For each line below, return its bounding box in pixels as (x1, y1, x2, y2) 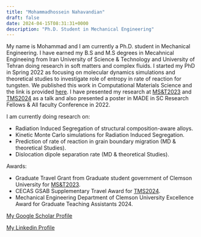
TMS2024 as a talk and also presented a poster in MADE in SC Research (6, 95, 189, 102)
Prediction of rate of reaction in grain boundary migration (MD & (15, 138, 176, 145)
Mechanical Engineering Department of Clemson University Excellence (15, 194, 194, 202)
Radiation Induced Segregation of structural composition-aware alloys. (15, 125, 194, 132)
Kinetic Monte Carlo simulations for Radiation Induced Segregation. (15, 131, 185, 139)
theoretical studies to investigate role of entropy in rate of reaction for (6, 75, 181, 82)
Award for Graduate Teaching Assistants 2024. (15, 200, 133, 208)
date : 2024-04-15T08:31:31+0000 (6, 20, 89, 26)
